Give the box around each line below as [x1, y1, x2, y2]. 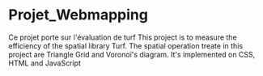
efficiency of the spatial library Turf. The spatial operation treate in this [8, 40, 244, 50]
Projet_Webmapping [8, 6, 148, 24]
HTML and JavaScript [8, 58, 81, 68]
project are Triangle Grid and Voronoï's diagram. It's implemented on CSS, [8, 49, 256, 59]
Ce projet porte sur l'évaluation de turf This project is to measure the [8, 32, 237, 42]
